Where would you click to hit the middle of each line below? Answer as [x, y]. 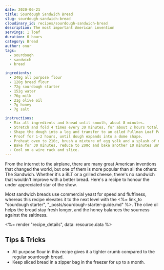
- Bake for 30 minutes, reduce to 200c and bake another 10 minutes [81, 146]
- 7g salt [19, 110]
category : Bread [21, 42]
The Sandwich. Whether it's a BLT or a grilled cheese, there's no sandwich [80, 174]
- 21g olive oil [26, 100]
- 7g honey [20, 105]
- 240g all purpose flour [36, 78]
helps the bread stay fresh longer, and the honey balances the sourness [77, 210]
